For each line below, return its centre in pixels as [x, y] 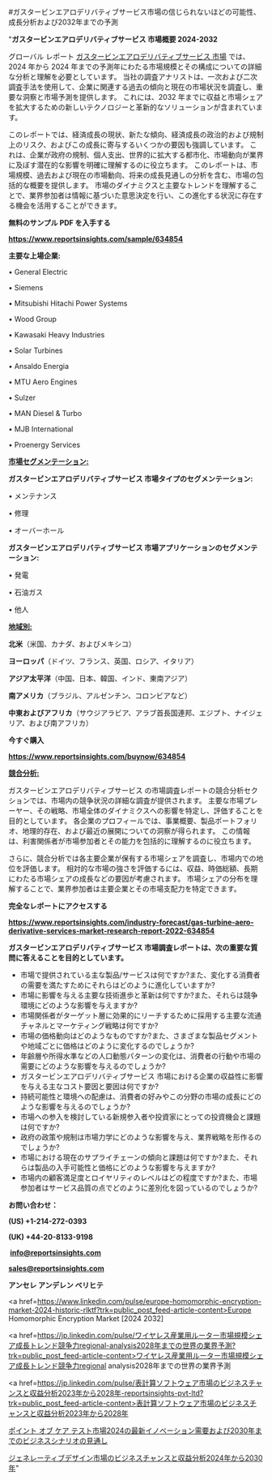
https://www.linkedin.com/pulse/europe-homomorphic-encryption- [149, 1301]
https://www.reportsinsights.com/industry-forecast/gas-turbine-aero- [131, 922]
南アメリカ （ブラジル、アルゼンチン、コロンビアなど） [100, 695]
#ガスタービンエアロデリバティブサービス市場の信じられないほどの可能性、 [135, 12]
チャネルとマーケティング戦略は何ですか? [89, 1025]
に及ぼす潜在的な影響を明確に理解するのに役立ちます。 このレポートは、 [130, 165]
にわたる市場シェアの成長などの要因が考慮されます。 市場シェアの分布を [130, 879]
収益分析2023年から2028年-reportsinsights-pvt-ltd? [117, 1393]
